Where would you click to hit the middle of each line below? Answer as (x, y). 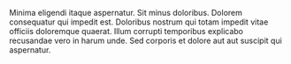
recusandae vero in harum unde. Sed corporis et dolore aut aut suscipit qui (146, 40)
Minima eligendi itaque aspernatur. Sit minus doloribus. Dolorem (126, 13)
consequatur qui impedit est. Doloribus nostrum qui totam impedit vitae (139, 22)
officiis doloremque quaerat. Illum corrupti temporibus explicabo (126, 31)
